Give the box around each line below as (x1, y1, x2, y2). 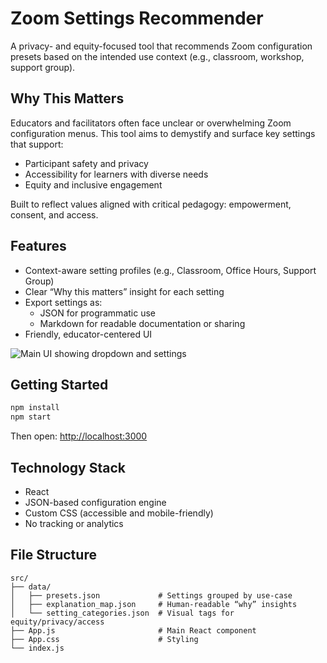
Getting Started (10, 376, 109, 393)
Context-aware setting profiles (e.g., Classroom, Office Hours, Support (24, 264, 317, 276)
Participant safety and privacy (24, 157, 149, 169)
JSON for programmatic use (39, 307, 156, 319)
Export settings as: (24, 296, 103, 308)
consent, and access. (10, 208, 99, 221)
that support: (10, 138, 64, 150)
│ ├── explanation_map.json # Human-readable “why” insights (10, 599, 298, 609)
